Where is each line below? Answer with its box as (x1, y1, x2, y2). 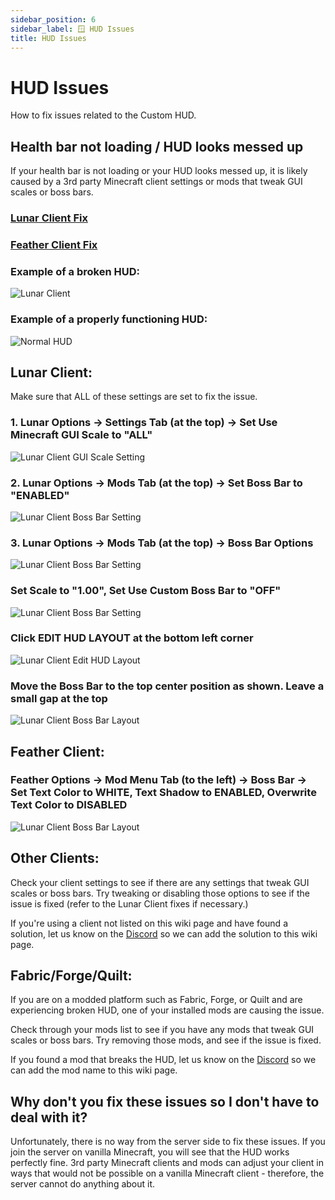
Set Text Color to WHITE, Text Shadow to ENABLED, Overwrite (10, 786, 317, 800)
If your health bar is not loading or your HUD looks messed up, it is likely (10, 165, 308, 177)
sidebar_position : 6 (10, 14, 97, 25)
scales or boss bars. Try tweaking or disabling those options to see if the (10, 887, 310, 899)
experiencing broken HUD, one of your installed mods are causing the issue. (10, 1004, 325, 1016)
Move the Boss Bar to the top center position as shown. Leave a (10, 679, 325, 693)
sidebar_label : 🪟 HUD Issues (10, 24, 135, 34)
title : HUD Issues (10, 33, 87, 43)
